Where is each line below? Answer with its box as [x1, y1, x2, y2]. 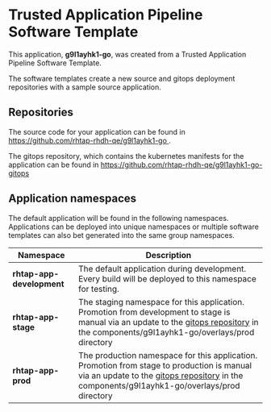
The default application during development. [77, 263, 247, 274]
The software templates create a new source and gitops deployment [8, 73, 236, 83]
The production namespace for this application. [77, 349, 258, 360]
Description [145, 249, 192, 260]
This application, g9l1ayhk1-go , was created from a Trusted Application [8, 49, 247, 59]
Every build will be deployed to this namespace [77, 273, 256, 284]
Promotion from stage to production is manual [77, 360, 252, 371]
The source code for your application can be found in [8, 127, 186, 136]
